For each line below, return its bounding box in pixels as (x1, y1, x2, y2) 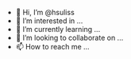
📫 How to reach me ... (15, 42, 90, 51)
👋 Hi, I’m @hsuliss (15, 8, 75, 17)
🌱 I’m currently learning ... (15, 25, 101, 33)
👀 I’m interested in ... (15, 16, 83, 26)
